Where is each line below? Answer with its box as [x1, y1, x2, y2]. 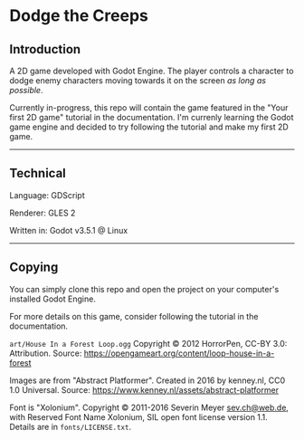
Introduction [9, 42, 81, 57]
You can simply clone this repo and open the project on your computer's [9, 283, 280, 294]
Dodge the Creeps [9, 5, 149, 26]
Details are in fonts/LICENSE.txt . [9, 421, 132, 432]
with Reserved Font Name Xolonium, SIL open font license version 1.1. [9, 411, 269, 422]
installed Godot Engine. [9, 293, 97, 304]
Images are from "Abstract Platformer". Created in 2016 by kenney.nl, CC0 [9, 375, 286, 386]
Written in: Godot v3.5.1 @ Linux [9, 225, 128, 235]
